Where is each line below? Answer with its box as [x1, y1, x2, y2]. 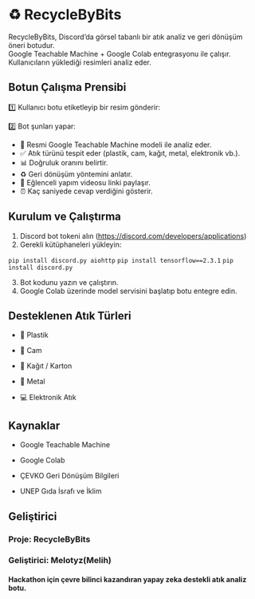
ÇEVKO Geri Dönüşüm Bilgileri [19, 471, 120, 481]
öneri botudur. [8, 40, 55, 50]
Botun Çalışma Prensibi [8, 81, 127, 94]
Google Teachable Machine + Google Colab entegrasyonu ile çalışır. [8, 49, 231, 58]
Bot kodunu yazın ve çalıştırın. [19, 277, 119, 287]
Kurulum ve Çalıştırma [8, 210, 122, 224]
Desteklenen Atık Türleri [8, 309, 131, 323]
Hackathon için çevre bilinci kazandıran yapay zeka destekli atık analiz [8, 575, 247, 585]
